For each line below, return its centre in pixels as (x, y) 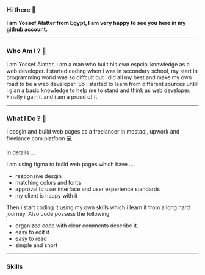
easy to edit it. (33, 232)
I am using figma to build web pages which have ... (70, 164)
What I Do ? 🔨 (27, 118)
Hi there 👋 (21, 10)
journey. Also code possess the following (58, 213)
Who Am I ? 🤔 (27, 51)
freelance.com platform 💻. (40, 138)
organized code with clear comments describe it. (77, 226)
